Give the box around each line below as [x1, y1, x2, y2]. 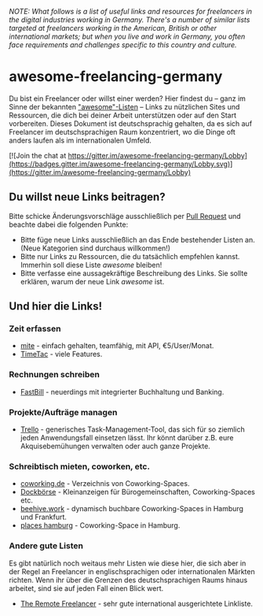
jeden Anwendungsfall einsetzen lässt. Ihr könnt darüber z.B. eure [20, 433, 234, 443]
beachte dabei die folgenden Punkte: [9, 220, 129, 229]
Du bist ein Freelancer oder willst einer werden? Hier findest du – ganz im [9, 94, 247, 103]
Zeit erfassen [9, 323, 61, 334]
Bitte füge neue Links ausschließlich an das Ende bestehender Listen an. [20, 235, 256, 244]
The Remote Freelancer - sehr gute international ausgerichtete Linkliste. [20, 599, 254, 608]
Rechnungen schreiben [9, 369, 100, 380]
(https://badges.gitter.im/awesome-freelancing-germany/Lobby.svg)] [9, 159, 233, 169]
